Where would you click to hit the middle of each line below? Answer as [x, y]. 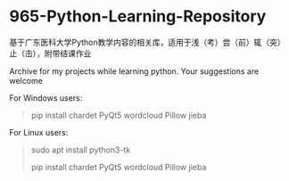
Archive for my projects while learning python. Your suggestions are [134, 71]
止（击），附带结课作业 [50, 53]
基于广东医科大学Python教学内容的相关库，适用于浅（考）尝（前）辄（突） [147, 42]
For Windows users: [46, 98]
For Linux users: [39, 132]
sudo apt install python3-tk [81, 150]
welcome [26, 80]
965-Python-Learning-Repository [138, 16]
